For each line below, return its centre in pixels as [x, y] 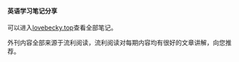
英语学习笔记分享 [32, 11]
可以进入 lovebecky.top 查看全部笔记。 [62, 27]
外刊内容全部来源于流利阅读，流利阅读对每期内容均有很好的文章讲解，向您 [116, 43]
